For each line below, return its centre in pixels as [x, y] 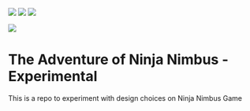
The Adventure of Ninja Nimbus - [118, 60]
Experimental [53, 77]
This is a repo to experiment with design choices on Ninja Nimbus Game [125, 98]
